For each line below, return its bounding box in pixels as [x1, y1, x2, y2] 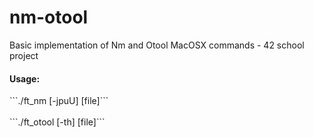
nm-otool [9, 6, 89, 29]
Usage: [9, 72, 41, 85]
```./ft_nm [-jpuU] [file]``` [9, 95, 109, 107]
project [9, 49, 39, 61]
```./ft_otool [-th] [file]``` [9, 116, 106, 128]
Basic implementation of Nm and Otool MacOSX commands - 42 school [9, 39, 305, 51]
